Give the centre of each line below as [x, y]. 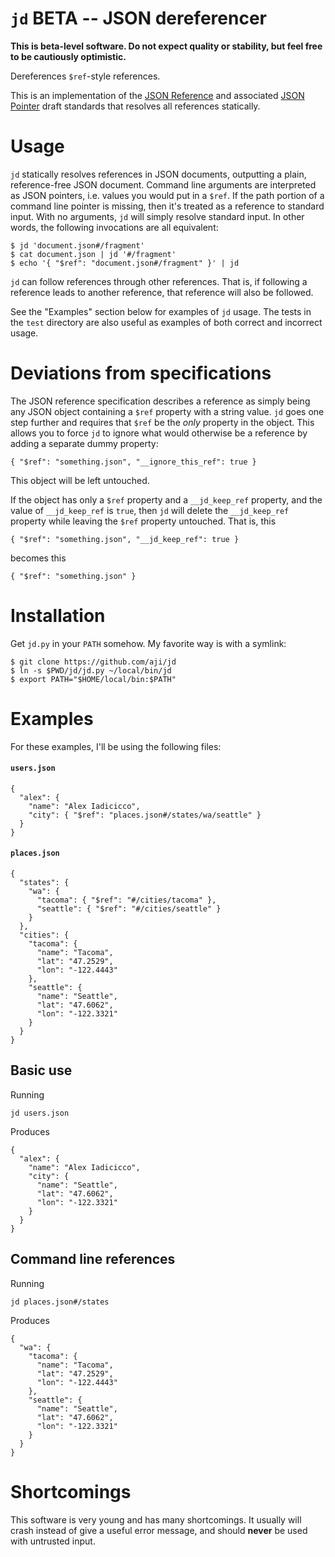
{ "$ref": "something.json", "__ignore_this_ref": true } [133, 462]
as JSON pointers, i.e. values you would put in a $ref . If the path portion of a [167, 195]
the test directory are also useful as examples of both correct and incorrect [166, 322]
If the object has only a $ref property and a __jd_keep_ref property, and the [166, 499]
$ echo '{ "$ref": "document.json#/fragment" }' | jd [125, 263]
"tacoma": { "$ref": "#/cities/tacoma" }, [126, 900]
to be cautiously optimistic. [68, 56]
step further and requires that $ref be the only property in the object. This [162, 422]
